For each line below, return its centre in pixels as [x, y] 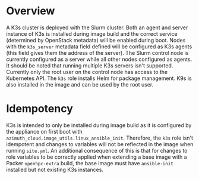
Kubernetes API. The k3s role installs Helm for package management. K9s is [99, 78]
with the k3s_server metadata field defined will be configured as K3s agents [99, 47]
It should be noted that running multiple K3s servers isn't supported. [90, 65]
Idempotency [40, 109]
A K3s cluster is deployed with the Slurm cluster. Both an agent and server [97, 27]
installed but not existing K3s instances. [55, 169]
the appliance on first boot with [44, 131]
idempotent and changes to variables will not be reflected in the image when [100, 144]
